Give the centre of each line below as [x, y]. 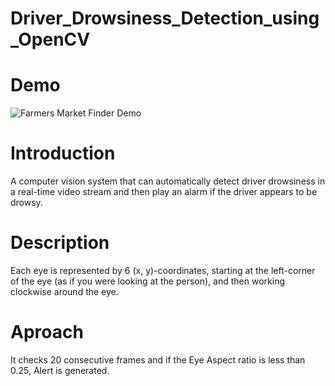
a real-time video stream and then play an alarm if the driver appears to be [164, 192]
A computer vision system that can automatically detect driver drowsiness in [168, 181]
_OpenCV [50, 39]
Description [60, 243]
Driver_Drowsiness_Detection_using [165, 18]
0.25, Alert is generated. [60, 370]
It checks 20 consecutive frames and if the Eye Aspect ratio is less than [158, 359]
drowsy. [26, 203]
